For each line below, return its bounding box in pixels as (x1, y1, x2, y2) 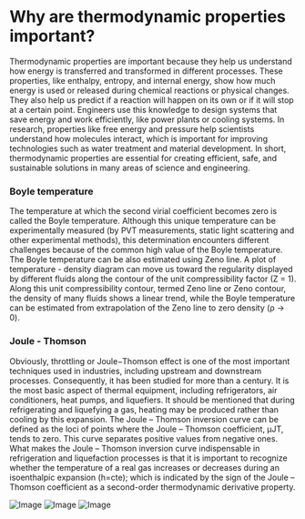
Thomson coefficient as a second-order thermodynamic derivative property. (9, 481, 296, 493)
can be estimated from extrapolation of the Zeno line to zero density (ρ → (9, 302, 285, 313)
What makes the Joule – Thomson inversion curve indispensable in (9, 443, 260, 453)
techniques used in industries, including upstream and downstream (9, 365, 262, 376)
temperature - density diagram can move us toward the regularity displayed (9, 264, 293, 275)
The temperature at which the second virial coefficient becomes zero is (9, 206, 278, 217)
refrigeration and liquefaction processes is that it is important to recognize (9, 453, 289, 463)
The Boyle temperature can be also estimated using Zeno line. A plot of (9, 254, 277, 265)
